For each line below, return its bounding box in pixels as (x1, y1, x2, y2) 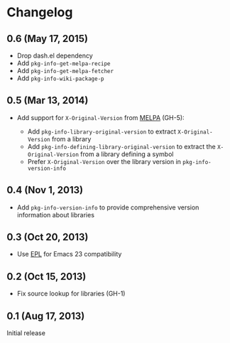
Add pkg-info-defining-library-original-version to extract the (27, 142, 216, 151)
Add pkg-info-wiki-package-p (16, 74, 104, 82)
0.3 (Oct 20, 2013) (6, 232, 89, 244)
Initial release (6, 329, 45, 337)
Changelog (6, 4, 73, 21)
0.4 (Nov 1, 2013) (6, 184, 84, 196)
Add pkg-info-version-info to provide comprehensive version (16, 203, 199, 212)
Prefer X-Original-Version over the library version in (27, 157, 182, 165)
